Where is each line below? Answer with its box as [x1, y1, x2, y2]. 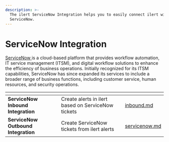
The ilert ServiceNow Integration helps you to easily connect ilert [10, 12, 158, 17]
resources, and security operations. [5, 81, 79, 88]
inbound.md [125, 102, 153, 109]
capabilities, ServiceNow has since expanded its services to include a [5, 71, 150, 77]
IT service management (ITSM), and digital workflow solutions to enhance [5, 60, 158, 66]
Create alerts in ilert [61, 96, 108, 103]
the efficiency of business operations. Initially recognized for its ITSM [5, 66, 149, 72]
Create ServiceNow [61, 119, 107, 126]
